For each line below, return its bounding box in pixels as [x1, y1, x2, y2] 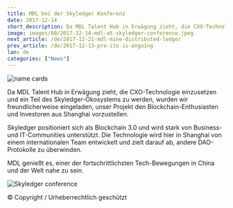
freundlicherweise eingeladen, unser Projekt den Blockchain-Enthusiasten [7, 102, 218, 111]
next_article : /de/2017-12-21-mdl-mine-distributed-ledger [7, 36, 182, 43]
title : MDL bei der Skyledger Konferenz [7, 10, 126, 17]
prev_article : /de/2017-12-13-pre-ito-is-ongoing [7, 42, 154, 49]
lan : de [7, 49, 30, 56]
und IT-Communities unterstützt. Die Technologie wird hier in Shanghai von [7, 130, 222, 139]
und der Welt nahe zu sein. [7, 166, 85, 174]
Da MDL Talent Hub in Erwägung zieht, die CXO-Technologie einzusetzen [7, 87, 217, 96]
